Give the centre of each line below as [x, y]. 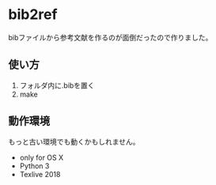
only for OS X [42, 157]
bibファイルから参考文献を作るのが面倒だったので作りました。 [110, 37]
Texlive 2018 [40, 174]
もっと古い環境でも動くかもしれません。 [74, 142]
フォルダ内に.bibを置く [57, 85]
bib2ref [33, 15]
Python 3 [34, 166]
